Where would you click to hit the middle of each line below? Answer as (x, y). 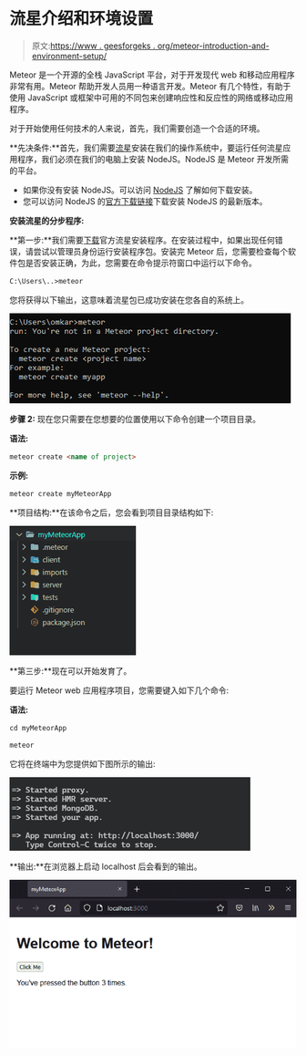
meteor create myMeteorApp (61, 493)
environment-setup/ (69, 56)
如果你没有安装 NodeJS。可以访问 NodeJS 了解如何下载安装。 (140, 190)
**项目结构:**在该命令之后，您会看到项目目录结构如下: (112, 512)
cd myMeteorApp (38, 728)
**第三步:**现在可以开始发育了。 (71, 670)
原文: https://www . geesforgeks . (93, 46)
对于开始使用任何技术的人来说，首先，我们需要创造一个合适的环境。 (137, 128)
